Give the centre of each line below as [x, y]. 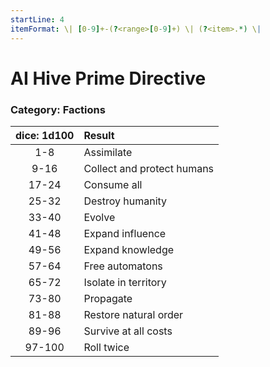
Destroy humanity [125, 201]
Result [99, 135]
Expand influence [125, 233]
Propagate [108, 298]
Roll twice [106, 347]
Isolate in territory [125, 282]
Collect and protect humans [149, 168]
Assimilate [108, 152]
